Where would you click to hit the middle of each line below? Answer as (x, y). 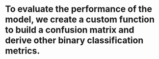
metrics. (23, 51)
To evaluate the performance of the (79, 9)
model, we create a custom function (80, 19)
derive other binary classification (74, 41)
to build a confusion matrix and (70, 30)
